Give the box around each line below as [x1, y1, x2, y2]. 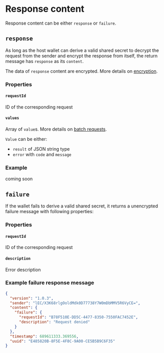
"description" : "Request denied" [18, 320, 90, 325]
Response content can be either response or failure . [5, 20, 116, 26]
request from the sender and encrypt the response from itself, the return [5, 52, 158, 59]
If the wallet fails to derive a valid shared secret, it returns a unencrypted [5, 203, 158, 209]
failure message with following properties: [5, 209, 93, 215]
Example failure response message [5, 279, 95, 286]
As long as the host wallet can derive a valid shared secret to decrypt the [5, 47, 159, 53]
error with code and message [12, 152, 72, 158]
